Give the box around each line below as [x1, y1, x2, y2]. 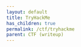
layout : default [6, 9, 48, 15]
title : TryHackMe [6, 15, 51, 21]
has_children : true [6, 20, 56, 26]
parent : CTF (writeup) [6, 32, 64, 38]
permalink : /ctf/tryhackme [6, 26, 75, 32]
